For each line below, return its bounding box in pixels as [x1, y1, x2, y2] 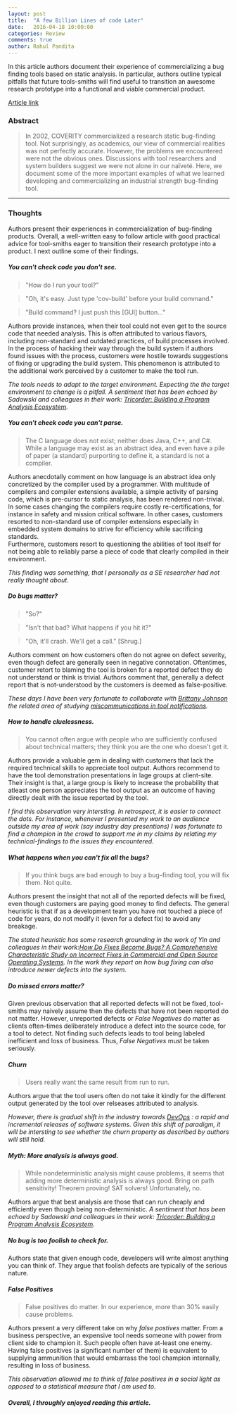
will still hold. [8, 1135, 46, 1144]
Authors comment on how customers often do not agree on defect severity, [8, 650, 227, 658]
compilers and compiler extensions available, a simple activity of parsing [8, 487, 219, 496]
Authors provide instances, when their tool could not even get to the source [8, 321, 227, 330]
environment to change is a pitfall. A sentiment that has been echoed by [8, 388, 217, 396]
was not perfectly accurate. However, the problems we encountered [25, 147, 223, 155]
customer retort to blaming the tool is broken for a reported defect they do [8, 665, 223, 674]
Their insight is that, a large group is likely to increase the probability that [8, 779, 219, 787]
